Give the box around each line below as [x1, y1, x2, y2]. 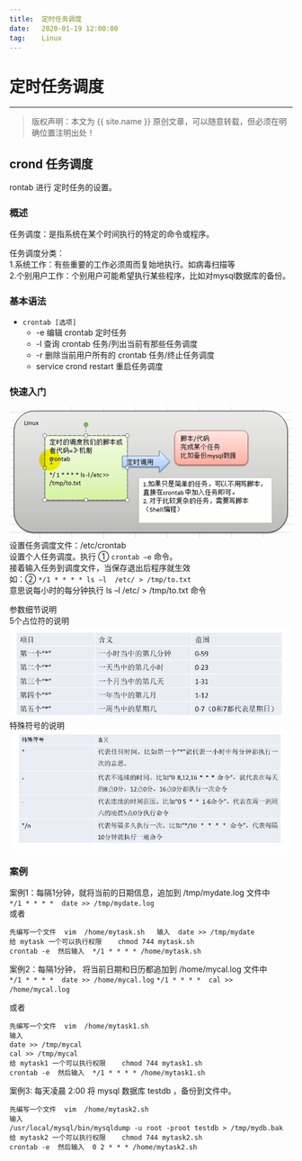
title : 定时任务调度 [9, 14, 83, 23]
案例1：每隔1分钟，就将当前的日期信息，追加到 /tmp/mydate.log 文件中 [9, 887, 271, 898]
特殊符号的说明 [9, 721, 65, 731]
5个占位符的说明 [9, 615, 70, 626]
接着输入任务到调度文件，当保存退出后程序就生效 [9, 563, 191, 574]
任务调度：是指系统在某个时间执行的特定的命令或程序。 [9, 229, 214, 240]
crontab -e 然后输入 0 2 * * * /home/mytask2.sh [9, 1143, 198, 1152]
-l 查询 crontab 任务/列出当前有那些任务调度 [35, 338, 199, 349]
